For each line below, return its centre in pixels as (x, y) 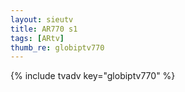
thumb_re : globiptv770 (57, 47)
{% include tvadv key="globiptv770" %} (93, 76)
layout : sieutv (42, 19)
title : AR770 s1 (44, 29)
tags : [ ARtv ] (37, 38)
